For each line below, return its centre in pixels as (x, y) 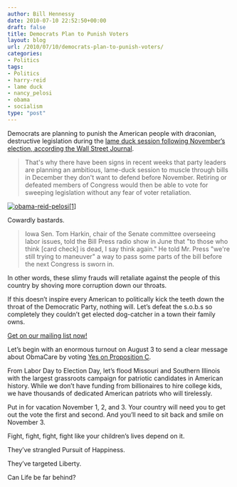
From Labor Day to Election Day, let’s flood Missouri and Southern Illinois (114, 370)
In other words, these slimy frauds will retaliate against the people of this (114, 277)
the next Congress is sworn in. (69, 264)
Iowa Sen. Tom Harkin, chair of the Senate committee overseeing (120, 234)
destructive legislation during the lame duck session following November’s (116, 141)
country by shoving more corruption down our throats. (87, 285)
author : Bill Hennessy (41, 14)
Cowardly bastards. (36, 220)
